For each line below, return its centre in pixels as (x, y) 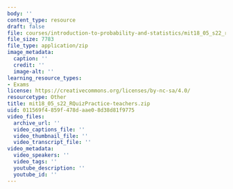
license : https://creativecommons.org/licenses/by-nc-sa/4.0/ (99, 91)
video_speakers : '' (42, 155)
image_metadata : (31, 53)
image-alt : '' (34, 71)
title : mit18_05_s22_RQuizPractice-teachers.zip (79, 104)
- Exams (18, 84)
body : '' (20, 13)
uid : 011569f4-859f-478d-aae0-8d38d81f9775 (71, 110)
